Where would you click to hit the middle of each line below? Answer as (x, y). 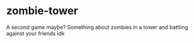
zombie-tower (42, 11)
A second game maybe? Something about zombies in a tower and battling (97, 27)
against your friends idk (35, 33)
